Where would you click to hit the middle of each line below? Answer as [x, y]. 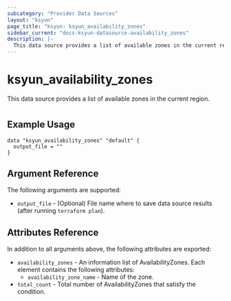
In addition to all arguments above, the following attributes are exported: [109, 249]
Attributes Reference [53, 232]
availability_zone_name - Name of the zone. [91, 277]
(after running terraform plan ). [61, 211]
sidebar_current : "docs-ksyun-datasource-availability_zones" [98, 33]
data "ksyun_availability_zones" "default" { [73, 141]
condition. [31, 292]
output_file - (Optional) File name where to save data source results [114, 203]
